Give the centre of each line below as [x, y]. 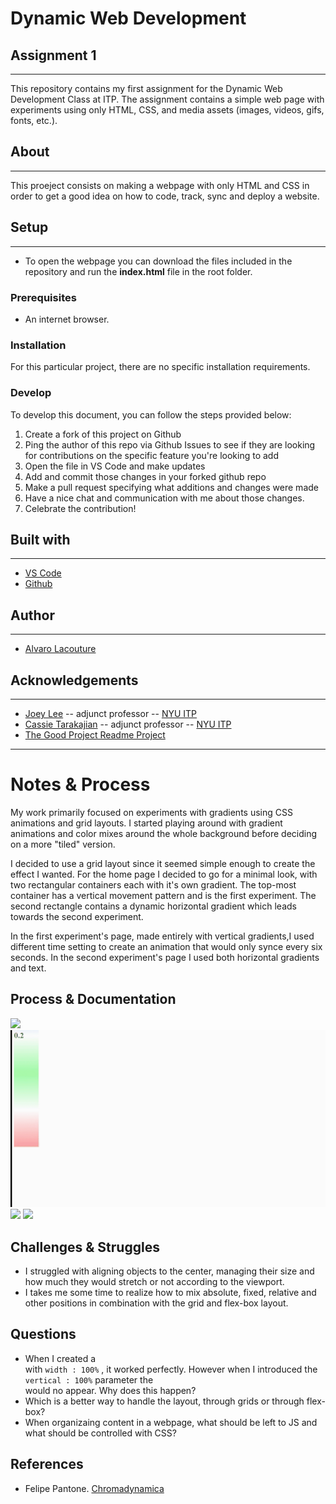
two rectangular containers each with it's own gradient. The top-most [153, 884]
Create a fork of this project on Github [103, 434]
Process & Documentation [93, 999]
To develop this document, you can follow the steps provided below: [151, 414]
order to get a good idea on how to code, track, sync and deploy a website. [165, 196]
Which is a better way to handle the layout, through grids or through [164, 1401]
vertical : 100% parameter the [89, 1379]
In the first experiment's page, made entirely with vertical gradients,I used [162, 936]
